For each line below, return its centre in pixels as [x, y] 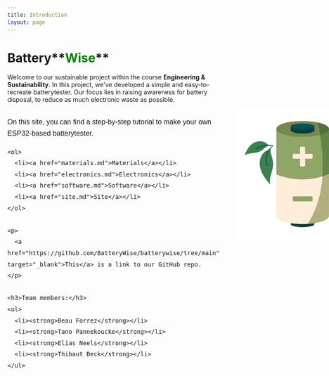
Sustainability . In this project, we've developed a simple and [95, 85]
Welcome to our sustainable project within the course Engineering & [107, 77]
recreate [20, 92]
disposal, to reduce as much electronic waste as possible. [91, 100]
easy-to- [197, 85]
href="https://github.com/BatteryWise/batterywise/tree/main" [114, 253]
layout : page [26, 22]
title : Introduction [38, 15]
